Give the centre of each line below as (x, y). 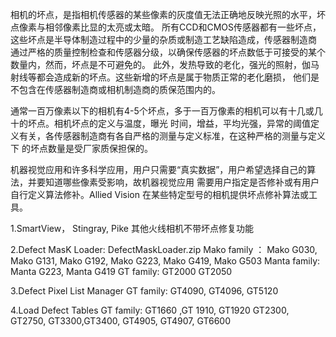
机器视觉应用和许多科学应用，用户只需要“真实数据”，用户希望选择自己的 (159, 169)
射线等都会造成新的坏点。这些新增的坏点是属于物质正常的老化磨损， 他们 (160, 77)
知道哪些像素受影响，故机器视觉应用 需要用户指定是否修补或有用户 (182, 182)
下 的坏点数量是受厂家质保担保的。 (81, 148)
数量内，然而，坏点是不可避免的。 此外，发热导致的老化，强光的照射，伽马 (165, 64)
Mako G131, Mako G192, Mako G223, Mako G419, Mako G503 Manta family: (165, 261)
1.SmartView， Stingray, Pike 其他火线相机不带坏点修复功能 (132, 228)
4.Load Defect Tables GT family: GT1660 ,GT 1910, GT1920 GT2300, (150, 310)
